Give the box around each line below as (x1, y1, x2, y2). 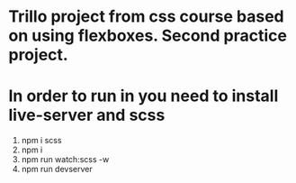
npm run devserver (21, 164, 93, 175)
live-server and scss (8, 105, 166, 125)
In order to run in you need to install (8, 86, 279, 106)
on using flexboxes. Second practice (8, 25, 287, 46)
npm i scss (21, 135, 62, 146)
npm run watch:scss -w (21, 154, 110, 165)
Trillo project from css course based (8, 6, 284, 27)
